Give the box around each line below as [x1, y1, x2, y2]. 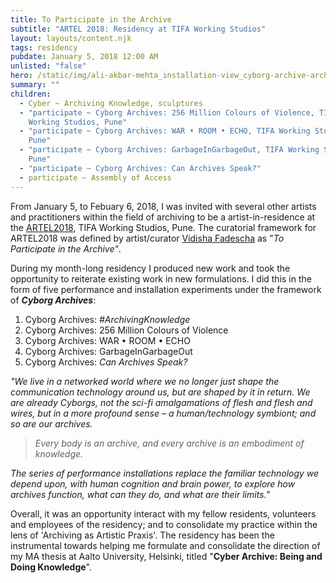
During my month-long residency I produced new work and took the [10, 262, 291, 274]
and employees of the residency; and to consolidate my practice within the [10, 518, 318, 530]
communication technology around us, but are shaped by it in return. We [10, 386, 311, 398]
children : [10, 89, 52, 99]
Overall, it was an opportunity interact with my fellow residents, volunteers [10, 507, 317, 520]
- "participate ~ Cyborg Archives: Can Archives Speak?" [19, 163, 262, 173]
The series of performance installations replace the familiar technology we [10, 467, 320, 479]
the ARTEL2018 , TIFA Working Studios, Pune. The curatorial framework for [10, 221, 317, 233]
